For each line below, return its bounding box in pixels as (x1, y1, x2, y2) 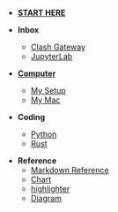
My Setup (30, 86, 66, 95)
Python (30, 129, 57, 140)
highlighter (30, 184, 70, 193)
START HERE (17, 8, 66, 18)
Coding (17, 112, 46, 122)
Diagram (30, 193, 62, 203)
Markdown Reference (30, 165, 109, 175)
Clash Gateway (30, 42, 86, 52)
